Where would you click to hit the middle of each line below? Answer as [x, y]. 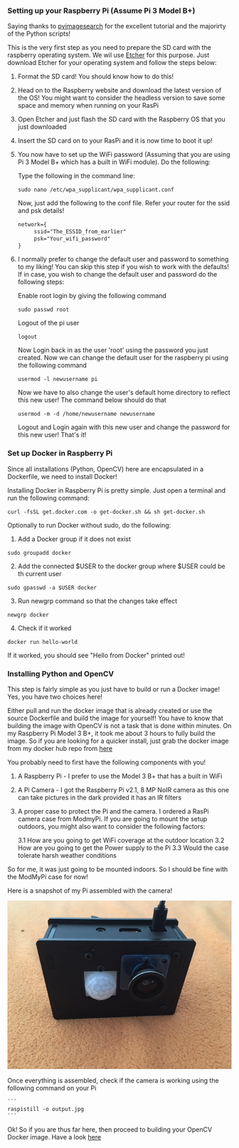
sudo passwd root [43, 310]
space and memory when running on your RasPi [88, 106]
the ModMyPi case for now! [48, 876]
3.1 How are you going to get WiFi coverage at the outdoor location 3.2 [121, 840]
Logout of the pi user [48, 323]
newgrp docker [28, 615]
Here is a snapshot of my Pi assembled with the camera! [90, 891]
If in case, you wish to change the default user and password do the [117, 275]
